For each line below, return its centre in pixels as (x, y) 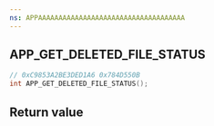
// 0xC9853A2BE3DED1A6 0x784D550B (75, 75)
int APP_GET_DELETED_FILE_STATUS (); (79, 84)
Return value (46, 112)
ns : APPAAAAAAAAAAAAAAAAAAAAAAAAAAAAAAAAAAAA (97, 18)
